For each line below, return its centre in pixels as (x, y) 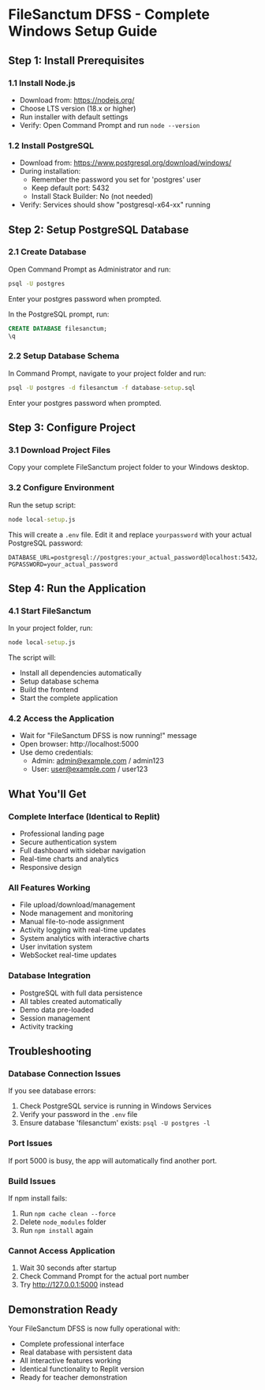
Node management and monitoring (77, 913)
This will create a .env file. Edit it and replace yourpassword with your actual (130, 534)
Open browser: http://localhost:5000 (79, 744)
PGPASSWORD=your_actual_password (63, 564)
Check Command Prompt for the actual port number (104, 1276)
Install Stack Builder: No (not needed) (92, 197)
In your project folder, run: (50, 628)
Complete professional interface (72, 1344)
